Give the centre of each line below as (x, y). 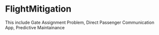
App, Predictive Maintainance (35, 27)
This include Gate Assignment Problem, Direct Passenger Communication (80, 22)
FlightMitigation (38, 9)
